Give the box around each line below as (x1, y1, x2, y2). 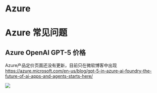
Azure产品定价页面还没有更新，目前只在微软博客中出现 (5, 62, 117, 68)
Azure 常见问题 (5, 27, 68, 39)
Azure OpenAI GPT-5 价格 (5, 48, 86, 57)
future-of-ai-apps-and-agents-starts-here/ (5, 73, 93, 79)
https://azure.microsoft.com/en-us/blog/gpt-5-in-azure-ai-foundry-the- (5, 68, 152, 74)
